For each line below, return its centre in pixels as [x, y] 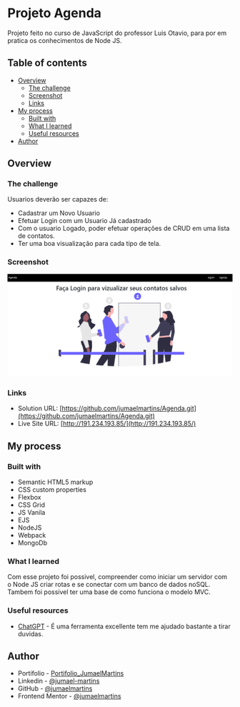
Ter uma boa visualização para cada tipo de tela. [89, 244]
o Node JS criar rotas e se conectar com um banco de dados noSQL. [109, 585]
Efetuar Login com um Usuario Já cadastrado [85, 221]
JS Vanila [31, 513]
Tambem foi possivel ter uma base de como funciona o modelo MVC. [109, 592]
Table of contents [47, 63]
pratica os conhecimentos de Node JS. [65, 40]
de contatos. [36, 236]
